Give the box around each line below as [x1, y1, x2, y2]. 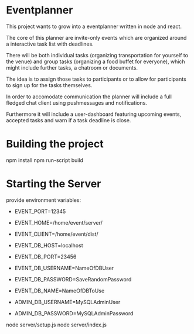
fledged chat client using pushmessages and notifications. [6, 99, 148, 106]
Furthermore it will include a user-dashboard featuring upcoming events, [6, 111, 182, 118]
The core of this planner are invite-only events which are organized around [6, 34, 187, 41]
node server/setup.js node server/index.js [6, 321, 107, 328]
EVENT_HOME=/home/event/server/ [14, 219, 103, 226]
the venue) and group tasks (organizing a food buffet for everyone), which [6, 58, 186, 65]
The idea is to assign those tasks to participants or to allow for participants [6, 75, 186, 82]
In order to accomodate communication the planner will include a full [6, 93, 172, 100]
